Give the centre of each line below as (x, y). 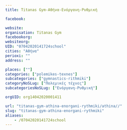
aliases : (14, 115)
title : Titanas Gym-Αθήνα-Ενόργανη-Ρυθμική (51, 10)
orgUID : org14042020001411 (33, 97)
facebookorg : (19, 37)
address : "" (18, 60)
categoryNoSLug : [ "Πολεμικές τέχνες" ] (46, 83)
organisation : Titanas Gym (33, 32)
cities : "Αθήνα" (22, 51)
